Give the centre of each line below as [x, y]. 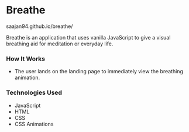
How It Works [26, 59]
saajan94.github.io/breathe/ [39, 26]
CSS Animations [34, 124]
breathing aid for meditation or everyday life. [60, 44]
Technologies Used [34, 92]
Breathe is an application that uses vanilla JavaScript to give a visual [88, 37]
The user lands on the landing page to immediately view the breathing [99, 72]
